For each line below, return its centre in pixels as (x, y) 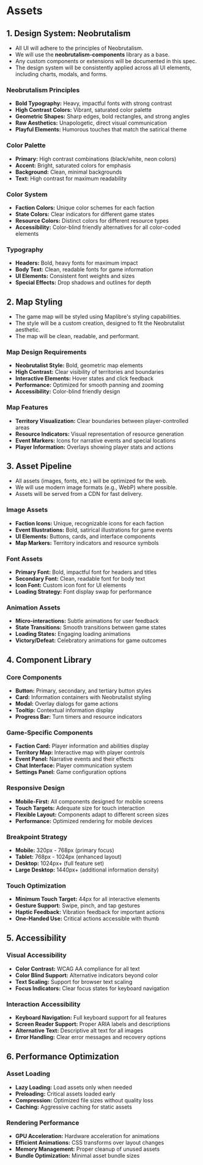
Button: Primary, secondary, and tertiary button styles (83, 691)
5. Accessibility (36, 938)
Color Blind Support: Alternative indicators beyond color (87, 975)
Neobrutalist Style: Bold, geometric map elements (79, 365)
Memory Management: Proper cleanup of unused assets (87, 1149)
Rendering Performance (43, 1123)
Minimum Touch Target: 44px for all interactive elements (87, 899)
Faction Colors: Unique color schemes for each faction (85, 207)
